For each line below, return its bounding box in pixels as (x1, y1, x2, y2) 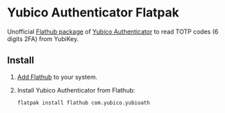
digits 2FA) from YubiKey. (7, 34, 79, 42)
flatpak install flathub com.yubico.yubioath (17, 99, 150, 106)
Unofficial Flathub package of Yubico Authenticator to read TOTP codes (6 (7, 27, 219, 36)
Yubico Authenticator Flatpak (7, 5, 180, 21)
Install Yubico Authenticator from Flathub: (17, 86, 136, 94)
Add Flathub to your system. (17, 73, 98, 81)
